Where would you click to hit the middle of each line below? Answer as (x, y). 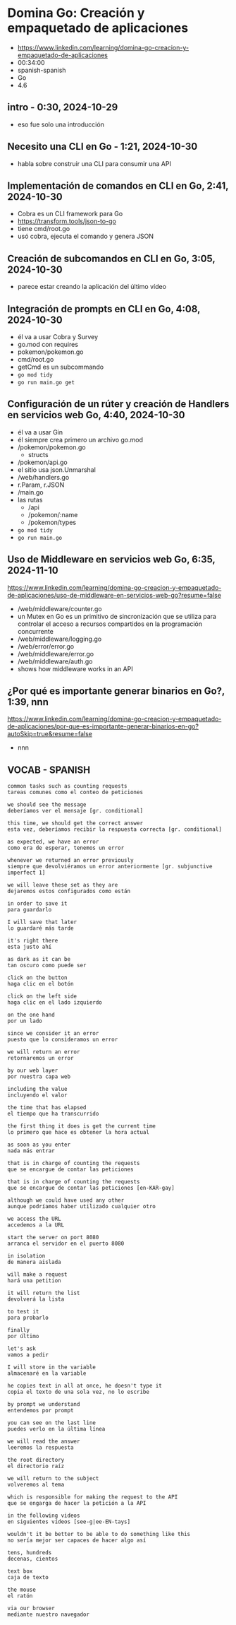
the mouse (22, 1590)
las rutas (30, 500)
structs (38, 454)
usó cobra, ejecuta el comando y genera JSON (85, 236)
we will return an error (44, 1052)
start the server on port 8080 (53, 1238)
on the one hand (31, 1015)
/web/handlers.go (43, 477)
